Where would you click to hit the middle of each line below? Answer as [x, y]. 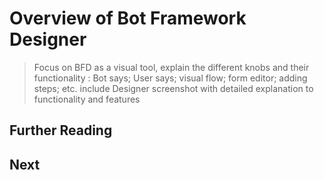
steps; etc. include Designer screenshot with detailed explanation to [173, 88]
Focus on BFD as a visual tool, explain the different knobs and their [171, 67]
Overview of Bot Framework [128, 18]
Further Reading [61, 130]
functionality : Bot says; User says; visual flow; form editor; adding [170, 78]
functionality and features [87, 99]
